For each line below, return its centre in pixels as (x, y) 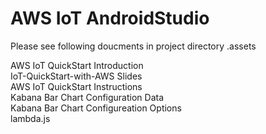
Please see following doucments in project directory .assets (133, 46)
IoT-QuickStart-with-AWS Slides (76, 76)
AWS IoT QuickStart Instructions (76, 86)
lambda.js (30, 118)
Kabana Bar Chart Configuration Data (87, 97)
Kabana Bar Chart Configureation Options (96, 108)
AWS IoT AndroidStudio (110, 18)
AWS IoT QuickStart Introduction (77, 65)
